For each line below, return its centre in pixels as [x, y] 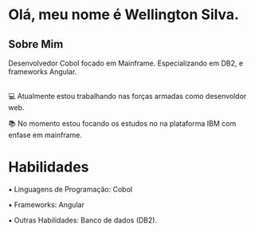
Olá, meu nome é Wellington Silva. [124, 15]
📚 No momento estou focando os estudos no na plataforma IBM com [122, 124]
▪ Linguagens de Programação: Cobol [71, 189]
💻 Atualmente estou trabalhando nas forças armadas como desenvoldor [127, 96]
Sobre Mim [36, 44]
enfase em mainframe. [45, 135]
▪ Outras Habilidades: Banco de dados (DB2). [83, 220]
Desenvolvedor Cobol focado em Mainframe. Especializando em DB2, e [126, 63]
